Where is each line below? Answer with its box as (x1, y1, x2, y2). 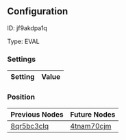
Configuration (7, 5, 68, 17)
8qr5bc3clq (10, 121, 49, 131)
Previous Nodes (10, 110, 64, 119)
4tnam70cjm (70, 121, 112, 131)
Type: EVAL (7, 37, 40, 45)
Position (7, 92, 36, 102)
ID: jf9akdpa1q (7, 23, 48, 32)
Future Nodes (70, 110, 116, 119)
